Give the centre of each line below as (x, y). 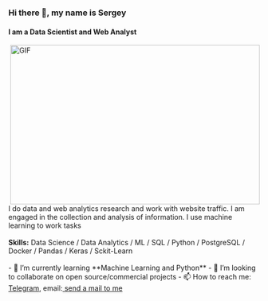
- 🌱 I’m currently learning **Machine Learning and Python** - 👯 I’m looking (132, 268)
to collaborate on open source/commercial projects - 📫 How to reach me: (130, 277)
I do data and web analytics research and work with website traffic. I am (126, 209)
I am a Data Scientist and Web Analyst (73, 32)
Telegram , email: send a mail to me (65, 288)
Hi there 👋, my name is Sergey (67, 13)
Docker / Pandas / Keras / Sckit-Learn (71, 251)
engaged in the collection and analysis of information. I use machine (120, 217)
